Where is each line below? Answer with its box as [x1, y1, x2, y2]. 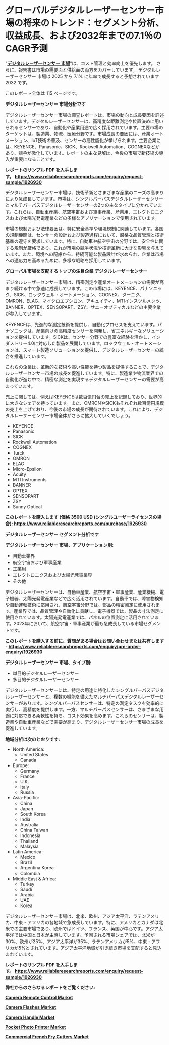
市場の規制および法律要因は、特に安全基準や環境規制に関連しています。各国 [5, 225, 164, 231]
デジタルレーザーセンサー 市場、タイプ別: [5, 659, 92, 665]
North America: [12, 746, 44, 752]
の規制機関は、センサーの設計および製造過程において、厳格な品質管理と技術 [5, 232, 164, 238]
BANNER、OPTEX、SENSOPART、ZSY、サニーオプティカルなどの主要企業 [5, 304, 161, 310]
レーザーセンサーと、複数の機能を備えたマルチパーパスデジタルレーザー [9, 693, 160, 700]
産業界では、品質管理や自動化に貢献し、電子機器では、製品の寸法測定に [13, 608, 164, 614]
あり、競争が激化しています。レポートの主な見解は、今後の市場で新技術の [5, 150, 159, 156]
